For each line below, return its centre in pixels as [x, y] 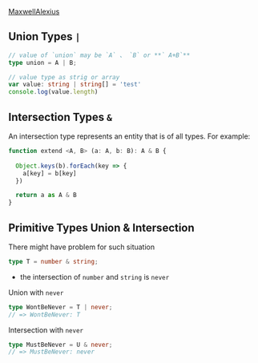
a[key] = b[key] [50, 173]
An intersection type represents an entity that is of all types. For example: [129, 136]
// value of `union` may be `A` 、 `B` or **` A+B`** [99, 55]
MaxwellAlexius [34, 12]
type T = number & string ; [53, 261]
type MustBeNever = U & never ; [60, 345]
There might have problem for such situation [82, 247]
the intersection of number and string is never [95, 276]
